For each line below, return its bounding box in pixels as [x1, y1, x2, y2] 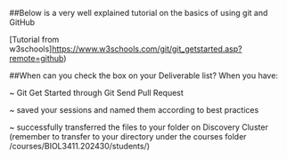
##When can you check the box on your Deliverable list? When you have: [9, 70, 279, 81]
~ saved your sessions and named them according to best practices [9, 105, 259, 115]
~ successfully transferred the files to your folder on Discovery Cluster [9, 122, 269, 132]
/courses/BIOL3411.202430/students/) [9, 141, 150, 151]
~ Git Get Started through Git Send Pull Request [9, 88, 184, 98]
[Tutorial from [9, 35, 60, 44]
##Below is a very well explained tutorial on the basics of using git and [9, 8, 268, 18]
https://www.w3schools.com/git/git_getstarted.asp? [52, 44, 242, 54]
